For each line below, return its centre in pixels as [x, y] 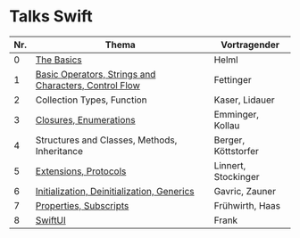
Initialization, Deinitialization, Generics [115, 191]
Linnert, [230, 165]
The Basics [58, 60]
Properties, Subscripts [82, 205]
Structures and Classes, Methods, [106, 140]
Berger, [229, 140]
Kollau [227, 125]
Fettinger [233, 79]
